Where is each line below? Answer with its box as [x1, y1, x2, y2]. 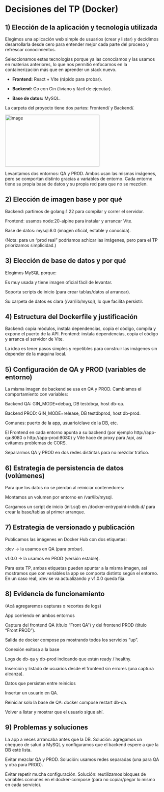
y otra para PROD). [5, 761, 43, 767]
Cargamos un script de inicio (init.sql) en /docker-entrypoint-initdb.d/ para [5, 504, 156, 510]
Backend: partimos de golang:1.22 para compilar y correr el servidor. [5, 208, 144, 214]
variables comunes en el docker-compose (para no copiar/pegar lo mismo [5, 776, 156, 782]
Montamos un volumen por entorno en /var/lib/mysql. [5, 494, 113, 500]
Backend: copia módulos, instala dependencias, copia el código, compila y [5, 325, 156, 331]
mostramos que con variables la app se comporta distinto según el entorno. [5, 570, 159, 576]
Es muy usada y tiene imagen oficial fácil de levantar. [5, 279, 112, 285]
